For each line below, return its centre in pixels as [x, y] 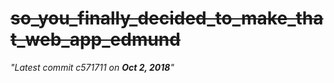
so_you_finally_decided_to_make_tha [167, 18]
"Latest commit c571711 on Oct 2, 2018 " [92, 67]
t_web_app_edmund [95, 39]
